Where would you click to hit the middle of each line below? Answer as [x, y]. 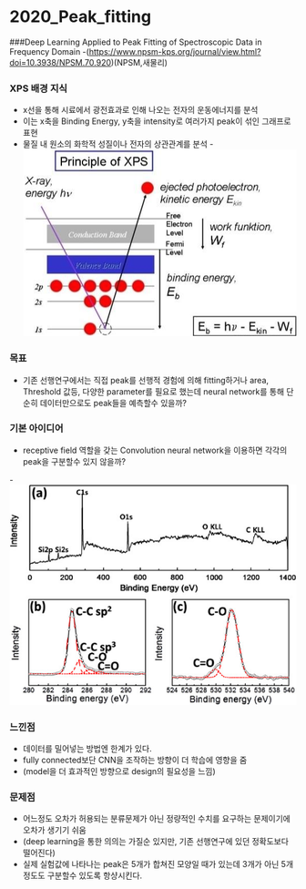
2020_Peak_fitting [81, 17]
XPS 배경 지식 [39, 88]
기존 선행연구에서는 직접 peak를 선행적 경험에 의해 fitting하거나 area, [146, 380]
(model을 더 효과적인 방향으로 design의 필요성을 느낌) [119, 771]
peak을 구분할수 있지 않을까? [74, 461]
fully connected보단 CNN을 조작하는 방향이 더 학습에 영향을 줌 [135, 760]
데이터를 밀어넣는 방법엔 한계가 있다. [87, 748]
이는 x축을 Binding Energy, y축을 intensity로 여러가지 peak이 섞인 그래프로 [157, 121]
